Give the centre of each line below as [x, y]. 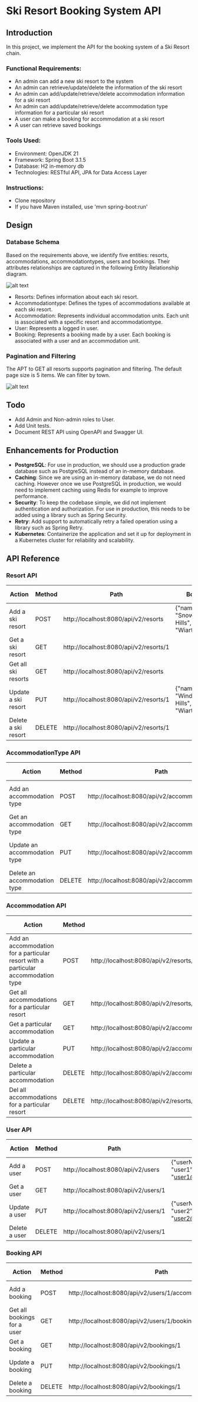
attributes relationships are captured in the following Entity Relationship [93, 268]
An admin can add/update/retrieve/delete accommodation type [91, 106]
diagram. [17, 274]
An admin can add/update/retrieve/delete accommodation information [100, 94]
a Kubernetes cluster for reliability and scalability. [75, 540]
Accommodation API [36, 906]
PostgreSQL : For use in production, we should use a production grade [100, 464]
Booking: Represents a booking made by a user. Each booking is [93, 334]
